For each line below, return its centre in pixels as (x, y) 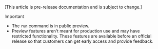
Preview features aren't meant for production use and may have (76, 31)
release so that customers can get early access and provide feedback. (82, 41)
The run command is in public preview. (50, 26)
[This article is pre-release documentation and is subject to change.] (73, 7)
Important (14, 16)
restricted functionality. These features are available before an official (81, 36)
